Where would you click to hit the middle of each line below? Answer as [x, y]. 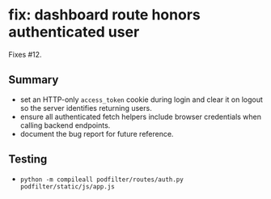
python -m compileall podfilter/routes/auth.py [102, 180]
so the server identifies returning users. [86, 108]
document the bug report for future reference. [97, 133]
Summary [34, 80]
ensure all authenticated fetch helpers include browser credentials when [140, 116]
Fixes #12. [25, 54]
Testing [28, 159]
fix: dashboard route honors [104, 15]
